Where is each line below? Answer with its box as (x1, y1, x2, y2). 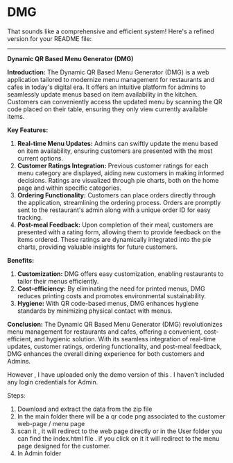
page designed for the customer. (17, 441, 111, 450)
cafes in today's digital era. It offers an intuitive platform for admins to (7, 83, 206, 91)
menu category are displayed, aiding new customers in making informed (17, 168, 224, 177)
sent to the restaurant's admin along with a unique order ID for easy (17, 206, 211, 214)
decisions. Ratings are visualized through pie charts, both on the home (17, 176, 219, 184)
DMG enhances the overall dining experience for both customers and (7, 349, 205, 358)
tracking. (17, 213, 43, 221)
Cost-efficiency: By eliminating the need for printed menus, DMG (17, 284, 206, 293)
